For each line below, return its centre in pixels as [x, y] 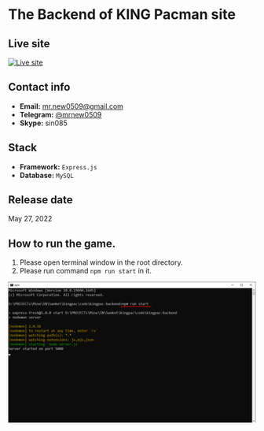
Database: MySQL [47, 175]
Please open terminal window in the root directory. [101, 262]
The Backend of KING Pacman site [122, 15]
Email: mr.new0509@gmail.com [71, 106]
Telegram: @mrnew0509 [60, 114]
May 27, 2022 [30, 219]
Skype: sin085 [44, 123]
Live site [29, 44]
